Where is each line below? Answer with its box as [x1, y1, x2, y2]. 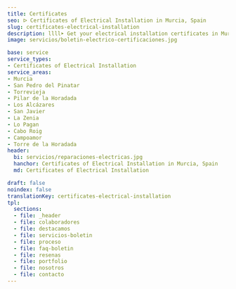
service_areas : [7, 68, 52, 76]
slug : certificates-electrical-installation [7, 23, 140, 30]
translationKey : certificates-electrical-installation [7, 193, 171, 200]
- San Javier [7, 108, 46, 115]
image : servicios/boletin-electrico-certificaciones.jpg [7, 37, 178, 44]
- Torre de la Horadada [7, 141, 77, 148]
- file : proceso [13, 238, 61, 245]
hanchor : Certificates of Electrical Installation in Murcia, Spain [13, 160, 218, 167]
